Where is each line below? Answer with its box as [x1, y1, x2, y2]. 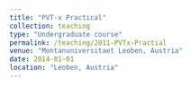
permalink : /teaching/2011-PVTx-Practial [9, 38, 168, 47]
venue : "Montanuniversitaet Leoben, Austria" [9, 47, 183, 56]
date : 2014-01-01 [9, 55, 75, 64]
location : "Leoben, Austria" [9, 64, 119, 73]
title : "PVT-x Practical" [9, 13, 106, 22]
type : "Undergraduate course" [9, 30, 123, 39]
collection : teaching [9, 21, 91, 30]
